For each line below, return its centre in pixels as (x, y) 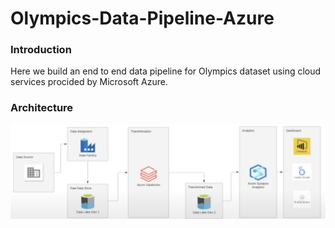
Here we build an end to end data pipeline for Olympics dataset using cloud (166, 71)
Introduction (41, 50)
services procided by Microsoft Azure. (89, 82)
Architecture (42, 108)
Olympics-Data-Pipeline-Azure (142, 18)
